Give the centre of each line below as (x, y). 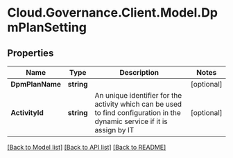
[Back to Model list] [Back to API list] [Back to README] (87, 147)
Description (139, 72)
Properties (31, 53)
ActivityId (27, 113)
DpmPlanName (36, 84)
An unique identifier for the (138, 95)
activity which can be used (138, 104)
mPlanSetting (47, 27)
